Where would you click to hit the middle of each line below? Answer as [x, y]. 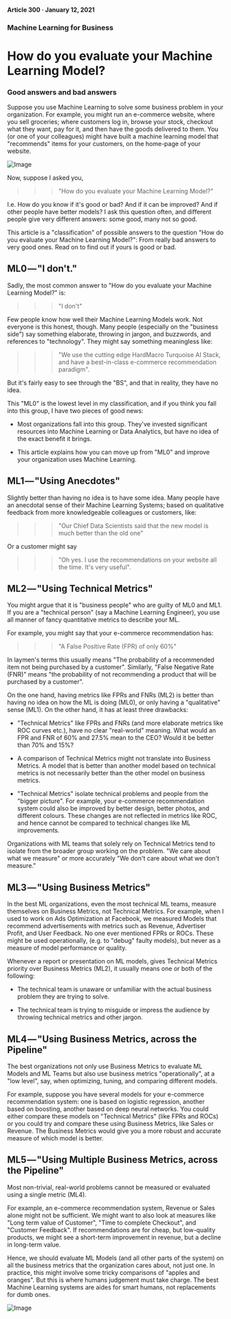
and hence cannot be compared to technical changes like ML [104, 823]
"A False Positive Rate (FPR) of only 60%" [117, 646]
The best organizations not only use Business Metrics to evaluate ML [105, 1066]
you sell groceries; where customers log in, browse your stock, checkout [110, 122]
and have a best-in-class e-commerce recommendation [137, 362]
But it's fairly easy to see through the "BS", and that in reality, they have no [113, 382]
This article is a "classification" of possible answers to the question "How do [115, 232]
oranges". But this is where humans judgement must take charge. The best [113, 1280]
